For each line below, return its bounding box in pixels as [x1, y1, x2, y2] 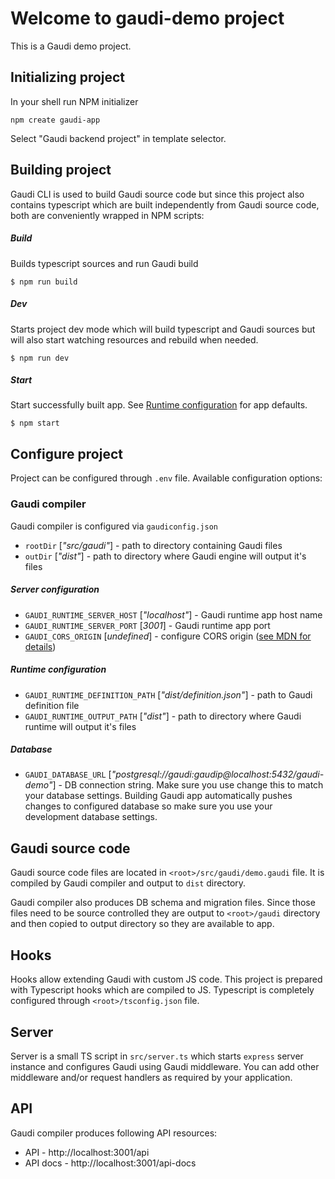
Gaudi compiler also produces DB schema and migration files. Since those [10, 897, 316, 909]
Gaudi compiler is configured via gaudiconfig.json [10, 520, 218, 532]
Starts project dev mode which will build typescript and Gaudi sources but [10, 323, 316, 335]
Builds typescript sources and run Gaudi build [10, 257, 199, 269]
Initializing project [10, 69, 126, 86]
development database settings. [24, 811, 158, 823]
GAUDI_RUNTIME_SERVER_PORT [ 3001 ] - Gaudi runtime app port [24, 619, 271, 631]
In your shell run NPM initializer [10, 95, 139, 107]
